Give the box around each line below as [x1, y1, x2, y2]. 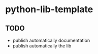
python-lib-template [5, 4, 93, 15]
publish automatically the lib [12, 43, 72, 49]
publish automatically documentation [12, 37, 90, 43]
